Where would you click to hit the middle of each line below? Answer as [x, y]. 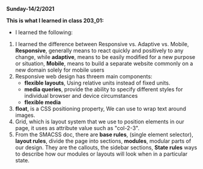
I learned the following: [44, 32]
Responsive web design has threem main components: [84, 76]
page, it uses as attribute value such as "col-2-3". [77, 128]
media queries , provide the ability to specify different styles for [104, 89]
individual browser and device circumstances [81, 96]
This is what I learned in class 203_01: [55, 20]
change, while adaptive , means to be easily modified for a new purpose [105, 57]
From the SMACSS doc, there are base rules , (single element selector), [104, 134]
